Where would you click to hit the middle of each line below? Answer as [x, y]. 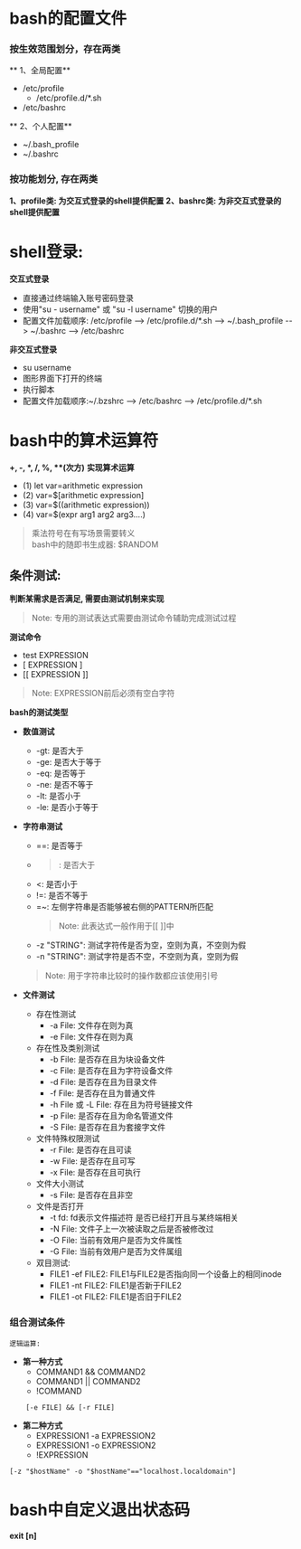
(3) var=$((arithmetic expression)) [86, 505]
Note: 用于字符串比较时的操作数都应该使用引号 [132, 976]
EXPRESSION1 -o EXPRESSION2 [96, 1445]
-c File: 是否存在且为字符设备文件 [111, 1071]
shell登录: [47, 252]
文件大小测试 [60, 1184]
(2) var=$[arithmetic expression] [83, 495]
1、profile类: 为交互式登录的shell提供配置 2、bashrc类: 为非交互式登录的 [146, 201]
